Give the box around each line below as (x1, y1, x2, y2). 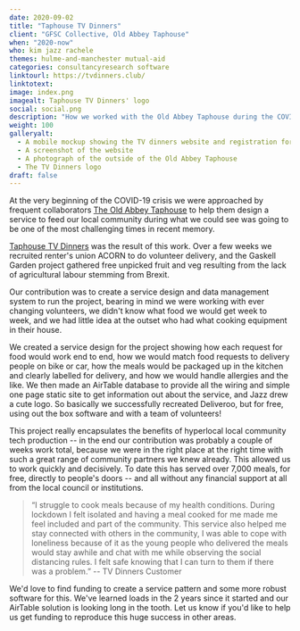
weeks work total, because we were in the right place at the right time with (9, 444, 284, 455)
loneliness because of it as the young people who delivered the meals (30, 537, 288, 549)
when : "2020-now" (9, 37, 74, 47)
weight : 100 (9, 121, 54, 130)
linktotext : (9, 79, 54, 88)
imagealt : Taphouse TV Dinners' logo (9, 95, 150, 105)
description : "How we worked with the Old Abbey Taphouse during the (9, 112, 274, 121)
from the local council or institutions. (9, 483, 145, 494)
